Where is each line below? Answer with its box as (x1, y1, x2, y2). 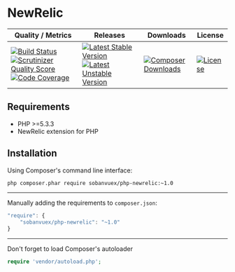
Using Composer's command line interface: (7, 166, 133, 175)
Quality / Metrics (14, 30, 72, 40)
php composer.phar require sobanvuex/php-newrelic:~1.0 (7, 179, 173, 186)
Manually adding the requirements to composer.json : (7, 198, 157, 208)
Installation (7, 147, 57, 159)
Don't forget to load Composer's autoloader (7, 245, 133, 253)
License (197, 30, 224, 40)
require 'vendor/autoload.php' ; (7, 258, 101, 266)
